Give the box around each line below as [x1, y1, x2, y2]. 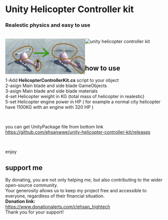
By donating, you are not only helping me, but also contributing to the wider [5, 177, 163, 183]
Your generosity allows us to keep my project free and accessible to [5, 188, 147, 194]
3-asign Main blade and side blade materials [5, 88, 98, 94]
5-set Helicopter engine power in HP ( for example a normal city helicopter [5, 99, 161, 105]
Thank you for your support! [5, 209, 64, 215]
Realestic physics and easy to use [5, 22, 91, 29]
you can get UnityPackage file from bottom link [5, 124, 104, 130]
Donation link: [5, 198, 35, 204]
